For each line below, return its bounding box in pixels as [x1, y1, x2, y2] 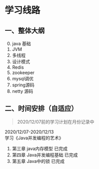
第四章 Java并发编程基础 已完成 [12, 152, 78, 158]
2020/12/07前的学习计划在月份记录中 [17, 119, 94, 125]
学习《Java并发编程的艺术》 [5, 135, 64, 141]
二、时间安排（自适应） [5, 104, 78, 113]
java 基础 [12, 41, 31, 46]
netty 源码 [12, 88, 33, 94]
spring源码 [12, 82, 35, 88]
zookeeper [12, 70, 35, 76]
